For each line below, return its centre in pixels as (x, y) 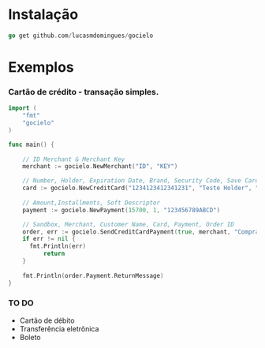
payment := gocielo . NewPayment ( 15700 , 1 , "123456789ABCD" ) (121, 210)
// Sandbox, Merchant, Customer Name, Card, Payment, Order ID (129, 224)
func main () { (32, 144)
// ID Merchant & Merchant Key (74, 159)
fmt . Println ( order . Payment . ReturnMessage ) (93, 275)
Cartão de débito (47, 320)
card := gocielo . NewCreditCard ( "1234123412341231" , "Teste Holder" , (137, 188)
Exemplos (41, 67)
